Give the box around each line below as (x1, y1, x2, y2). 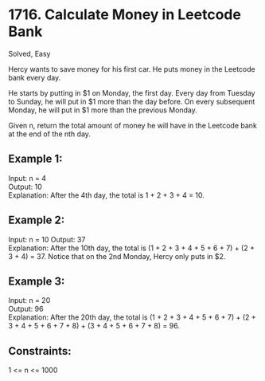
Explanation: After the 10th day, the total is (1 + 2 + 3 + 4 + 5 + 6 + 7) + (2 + (8, 243, 255, 253)
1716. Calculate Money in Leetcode (8, 6, 241, 24)
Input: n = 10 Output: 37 (8, 234, 86, 244)
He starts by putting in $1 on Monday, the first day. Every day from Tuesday (8, 88, 255, 97)
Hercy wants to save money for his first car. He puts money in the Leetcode (8, 64, 256, 73)
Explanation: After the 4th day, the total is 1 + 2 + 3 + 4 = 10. (8, 190, 205, 200)
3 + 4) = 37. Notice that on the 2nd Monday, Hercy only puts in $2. (8, 251, 226, 261)
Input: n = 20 (8, 296, 51, 305)
